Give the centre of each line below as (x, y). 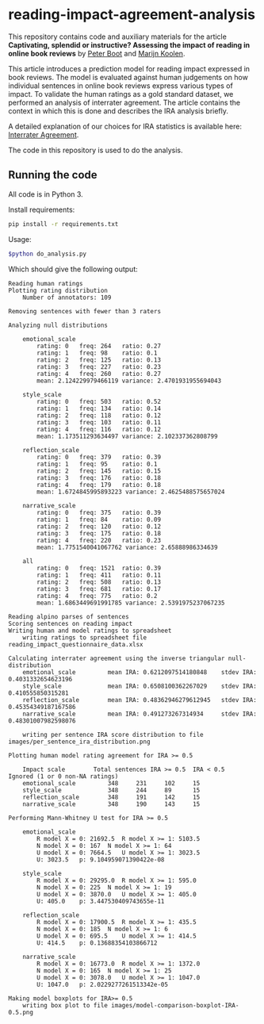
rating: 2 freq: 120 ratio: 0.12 (99, 526)
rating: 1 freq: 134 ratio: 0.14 (99, 408)
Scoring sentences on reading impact (71, 623)
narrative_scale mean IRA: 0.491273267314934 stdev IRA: (140, 714)
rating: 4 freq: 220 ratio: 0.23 (99, 540)
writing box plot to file (65, 1005)
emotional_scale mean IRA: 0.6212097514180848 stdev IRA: (140, 672)
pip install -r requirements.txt (63, 224)
